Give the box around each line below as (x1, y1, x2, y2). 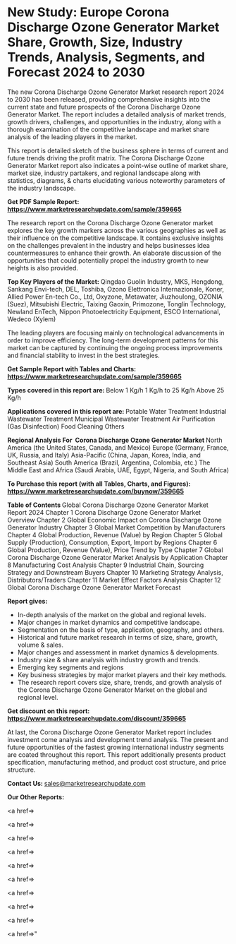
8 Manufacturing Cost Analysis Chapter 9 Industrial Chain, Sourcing (7, 561, 204, 569)
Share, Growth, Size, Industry (7, 35, 183, 50)
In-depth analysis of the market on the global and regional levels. (17, 610, 206, 619)
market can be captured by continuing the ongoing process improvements (7, 343, 223, 352)
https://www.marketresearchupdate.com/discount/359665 (7, 714, 187, 722)
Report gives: (7, 597, 48, 605)
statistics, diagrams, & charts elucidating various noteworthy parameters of (7, 176, 225, 184)
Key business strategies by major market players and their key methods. (17, 670, 228, 679)
